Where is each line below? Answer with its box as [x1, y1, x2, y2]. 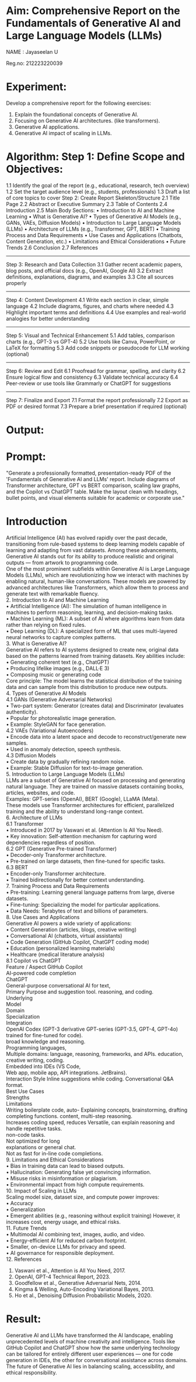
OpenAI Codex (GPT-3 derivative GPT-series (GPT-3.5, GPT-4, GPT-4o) [6, 1026, 178, 1033]
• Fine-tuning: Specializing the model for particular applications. [6, 901, 160, 908]
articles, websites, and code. [6, 789, 75, 796]
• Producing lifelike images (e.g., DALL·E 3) [6, 664, 110, 671]
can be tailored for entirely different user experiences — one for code [6, 1350, 173, 1357]
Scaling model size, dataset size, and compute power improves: [6, 1193, 159, 1201]
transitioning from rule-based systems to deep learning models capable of [6, 540, 185, 547]
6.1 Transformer [6, 820, 44, 827]
